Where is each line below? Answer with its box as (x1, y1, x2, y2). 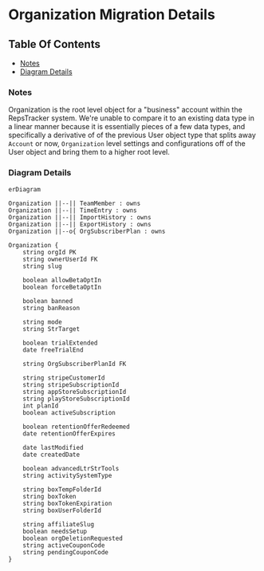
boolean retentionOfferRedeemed (22, 423, 130, 431)
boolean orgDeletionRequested (22, 534, 124, 542)
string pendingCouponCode (22, 548, 109, 556)
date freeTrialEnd (22, 345, 84, 354)
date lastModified (22, 443, 84, 451)
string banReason (22, 304, 81, 312)
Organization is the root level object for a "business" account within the (8, 105, 243, 115)
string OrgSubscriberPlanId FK (22, 360, 127, 368)
